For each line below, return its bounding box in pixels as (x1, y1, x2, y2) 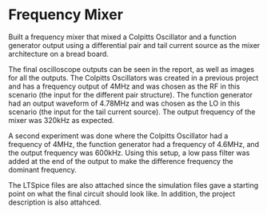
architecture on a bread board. (8, 49, 110, 58)
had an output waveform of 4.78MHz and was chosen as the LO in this (8, 98, 241, 108)
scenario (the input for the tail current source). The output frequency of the (8, 106, 256, 117)
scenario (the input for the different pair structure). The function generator (8, 90, 253, 99)
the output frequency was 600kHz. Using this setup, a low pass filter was (8, 148, 250, 157)
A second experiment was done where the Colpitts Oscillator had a (8, 130, 229, 141)
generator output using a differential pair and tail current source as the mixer (8, 40, 261, 50)
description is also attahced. (8, 197, 102, 207)
